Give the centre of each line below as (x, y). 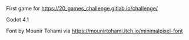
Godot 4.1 (18, 19)
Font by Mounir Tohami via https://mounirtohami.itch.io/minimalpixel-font (94, 31)
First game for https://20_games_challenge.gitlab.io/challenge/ (82, 8)
